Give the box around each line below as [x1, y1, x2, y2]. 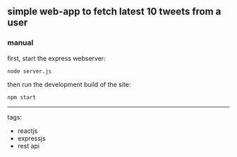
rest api [17, 141, 40, 150]
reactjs [17, 127, 38, 135]
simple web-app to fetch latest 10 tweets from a [7, 6, 221, 18]
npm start [7, 93, 37, 101]
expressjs [17, 134, 46, 142]
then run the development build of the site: [7, 80, 131, 88]
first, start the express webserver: [7, 54, 106, 62]
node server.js [7, 67, 52, 75]
